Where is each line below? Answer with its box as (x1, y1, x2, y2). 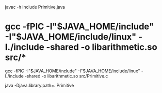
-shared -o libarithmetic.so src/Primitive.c (24, 73, 108, 79)
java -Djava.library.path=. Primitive (5, 82, 74, 88)
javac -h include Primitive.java (5, 4, 65, 10)
